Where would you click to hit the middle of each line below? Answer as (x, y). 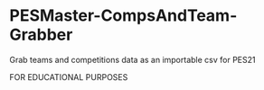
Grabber (41, 35)
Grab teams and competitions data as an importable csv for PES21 (132, 59)
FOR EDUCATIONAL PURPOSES (69, 76)
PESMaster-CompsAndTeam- (123, 16)
